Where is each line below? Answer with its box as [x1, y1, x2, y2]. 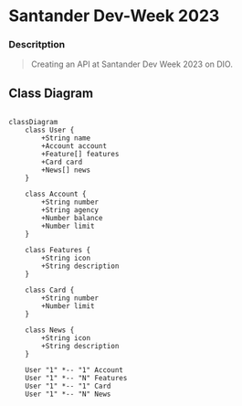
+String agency [41, 206, 100, 215]
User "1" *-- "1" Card [25, 381, 111, 391]
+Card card [41, 157, 83, 167]
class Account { [25, 189, 88, 199]
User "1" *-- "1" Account [25, 366, 124, 375]
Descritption [8, 38, 66, 51]
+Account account [41, 142, 107, 151]
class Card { [25, 285, 75, 295]
